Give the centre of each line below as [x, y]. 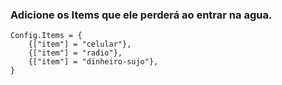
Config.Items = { [46, 36]
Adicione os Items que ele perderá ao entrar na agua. [141, 15]
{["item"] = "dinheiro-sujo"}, [93, 62]
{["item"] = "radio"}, [75, 53]
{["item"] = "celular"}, [80, 44]
